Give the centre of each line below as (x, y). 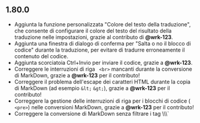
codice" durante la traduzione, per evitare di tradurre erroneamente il (99, 50)
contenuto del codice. (41, 56)
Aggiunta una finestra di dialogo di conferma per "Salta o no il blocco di (102, 43)
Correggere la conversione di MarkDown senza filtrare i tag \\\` (92, 113)
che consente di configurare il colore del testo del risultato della (93, 31)
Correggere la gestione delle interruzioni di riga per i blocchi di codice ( (102, 101)
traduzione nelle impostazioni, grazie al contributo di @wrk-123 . (93, 37)
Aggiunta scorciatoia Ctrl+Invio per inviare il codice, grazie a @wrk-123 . (103, 62)
